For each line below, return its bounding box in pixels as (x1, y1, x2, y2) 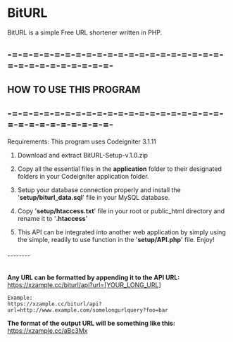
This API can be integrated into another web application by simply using (17, 227, 227, 236)
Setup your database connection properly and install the (17, 185, 181, 194)
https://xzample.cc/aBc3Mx (7, 326, 88, 335)
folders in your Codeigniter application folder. (17, 172, 149, 180)
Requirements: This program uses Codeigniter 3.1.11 (7, 137, 156, 146)
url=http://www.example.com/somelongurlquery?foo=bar (7, 306, 169, 314)
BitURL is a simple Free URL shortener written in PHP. (7, 28, 163, 37)
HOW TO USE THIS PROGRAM (7, 83, 141, 96)
